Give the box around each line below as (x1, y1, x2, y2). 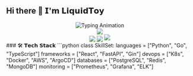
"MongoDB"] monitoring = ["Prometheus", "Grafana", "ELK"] (6, 63, 154, 70)
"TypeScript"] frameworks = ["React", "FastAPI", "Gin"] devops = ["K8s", (6, 50, 184, 57)
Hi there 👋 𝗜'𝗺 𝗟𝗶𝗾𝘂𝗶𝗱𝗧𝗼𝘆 (6, 6, 105, 16)
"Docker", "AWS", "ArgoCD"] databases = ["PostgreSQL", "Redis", (6, 56, 166, 64)
